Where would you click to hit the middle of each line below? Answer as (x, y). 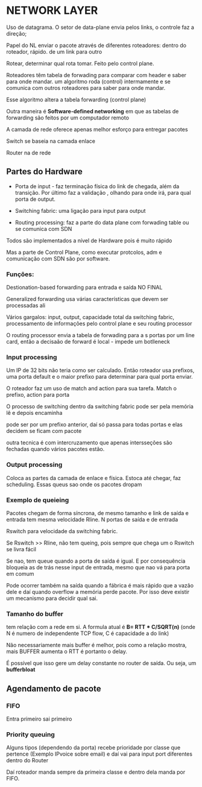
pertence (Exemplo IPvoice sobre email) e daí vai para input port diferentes (99, 754)
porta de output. (35, 199)
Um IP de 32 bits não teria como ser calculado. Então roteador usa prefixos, (100, 370)
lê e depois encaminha (34, 413)
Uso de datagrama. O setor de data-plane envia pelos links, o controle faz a (100, 27)
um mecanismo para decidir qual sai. (52, 598)
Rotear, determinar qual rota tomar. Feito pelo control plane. (80, 63)
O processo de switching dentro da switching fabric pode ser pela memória (100, 406)
